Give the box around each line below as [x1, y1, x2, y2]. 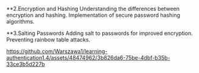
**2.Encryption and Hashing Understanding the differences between [6, 5, 180, 12]
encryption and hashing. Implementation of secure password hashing [6, 11, 181, 19]
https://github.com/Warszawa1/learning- [6, 48, 108, 55]
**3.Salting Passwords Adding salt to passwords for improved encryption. [6, 30, 193, 37]
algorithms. [6, 18, 35, 25]
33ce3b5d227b [6, 60, 46, 68]
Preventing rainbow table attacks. [6, 36, 91, 43]
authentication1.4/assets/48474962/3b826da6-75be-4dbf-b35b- [6, 54, 170, 61]
